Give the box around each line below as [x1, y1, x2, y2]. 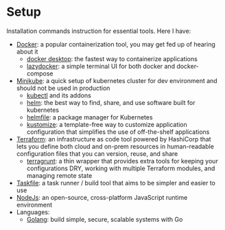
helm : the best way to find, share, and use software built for [26, 98, 196, 106]
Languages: [16, 207, 50, 216]
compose [26, 69, 54, 78]
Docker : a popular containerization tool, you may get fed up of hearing [16, 40, 215, 48]
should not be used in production [16, 84, 110, 92]
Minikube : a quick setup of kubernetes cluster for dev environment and [16, 76, 217, 84]
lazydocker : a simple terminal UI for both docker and [26, 62, 176, 70]
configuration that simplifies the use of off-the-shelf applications [26, 128, 210, 136]
